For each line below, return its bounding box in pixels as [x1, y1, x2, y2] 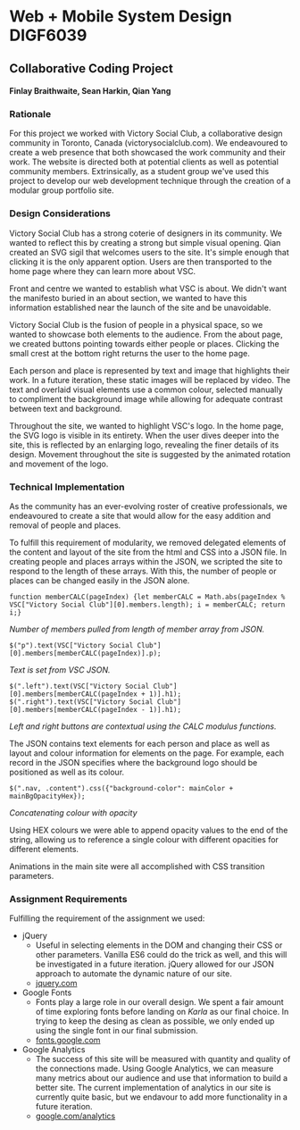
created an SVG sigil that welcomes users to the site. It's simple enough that [9, 247, 290, 257]
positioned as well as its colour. [9, 766, 125, 778]
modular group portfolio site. [9, 185, 114, 196]
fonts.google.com [35, 1034, 101, 1046]
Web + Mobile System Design [9, 6, 232, 27]
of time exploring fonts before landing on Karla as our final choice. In [35, 1007, 289, 1017]
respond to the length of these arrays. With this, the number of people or [9, 565, 277, 577]
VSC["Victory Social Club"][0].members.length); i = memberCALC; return [9, 600, 286, 609]
